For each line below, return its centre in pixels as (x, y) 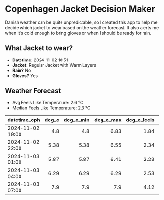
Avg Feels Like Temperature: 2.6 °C (48, 102)
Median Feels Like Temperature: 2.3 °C (51, 108)
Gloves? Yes (25, 75)
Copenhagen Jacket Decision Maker (80, 9)
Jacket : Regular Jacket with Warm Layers (54, 65)
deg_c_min (77, 120)
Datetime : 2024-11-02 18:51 (40, 60)
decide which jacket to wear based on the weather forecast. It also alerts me (82, 27)
